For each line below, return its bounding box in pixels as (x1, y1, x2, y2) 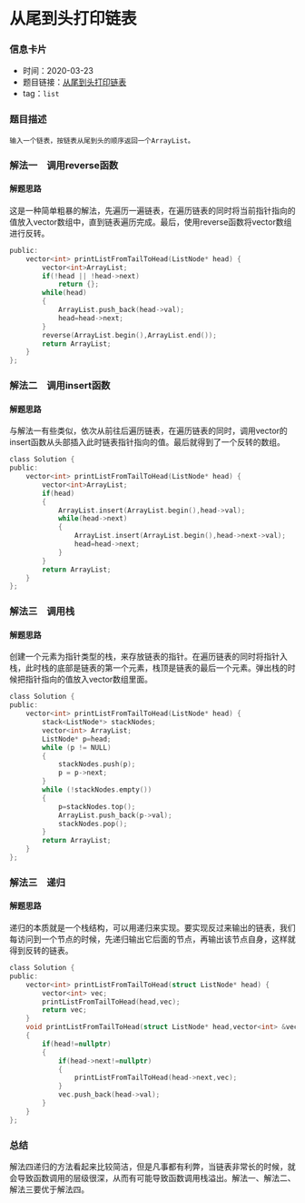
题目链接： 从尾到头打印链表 (22, 76, 127, 87)
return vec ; (42, 1006, 88, 1015)
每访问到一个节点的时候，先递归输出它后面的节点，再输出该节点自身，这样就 (9, 934, 296, 945)
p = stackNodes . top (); (57, 802, 136, 811)
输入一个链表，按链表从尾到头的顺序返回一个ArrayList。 (9, 136, 195, 146)
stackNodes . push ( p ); (57, 760, 136, 769)
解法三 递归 (9, 875, 66, 888)
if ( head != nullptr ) (42, 1039, 112, 1048)
